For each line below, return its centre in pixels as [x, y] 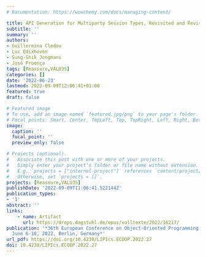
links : [15, 211]
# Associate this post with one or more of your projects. [86, 160]
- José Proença [26, 63]
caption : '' [27, 131]
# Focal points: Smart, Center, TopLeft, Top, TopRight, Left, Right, [98, 120]
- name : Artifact [40, 217]
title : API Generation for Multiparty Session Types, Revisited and [96, 23]
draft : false [23, 98]
